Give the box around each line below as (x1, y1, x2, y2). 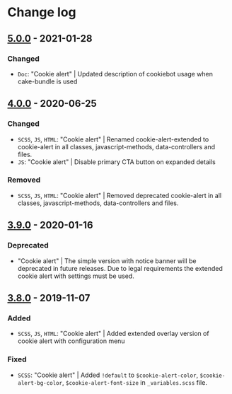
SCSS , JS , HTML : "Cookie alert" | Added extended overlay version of (17, 330, 210, 338)
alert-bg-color (17, 379, 63, 386)
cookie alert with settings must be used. (17, 272, 134, 280)
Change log (7, 4, 76, 21)
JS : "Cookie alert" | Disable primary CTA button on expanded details (17, 157, 216, 166)
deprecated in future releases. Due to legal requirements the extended (17, 264, 223, 272)
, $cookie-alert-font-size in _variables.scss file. (62, 378, 207, 386)
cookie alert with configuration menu (17, 337, 125, 345)
